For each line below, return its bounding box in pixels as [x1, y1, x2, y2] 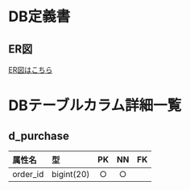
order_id [12, 169, 44, 179]
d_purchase [8, 129, 70, 142]
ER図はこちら [8, 65, 53, 74]
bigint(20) [52, 169, 90, 179]
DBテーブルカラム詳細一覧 [8, 96, 182, 115]
